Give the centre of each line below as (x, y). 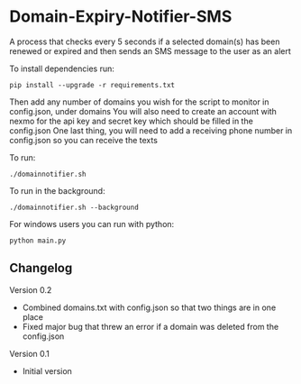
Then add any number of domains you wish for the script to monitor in (139, 102)
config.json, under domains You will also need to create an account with (143, 111)
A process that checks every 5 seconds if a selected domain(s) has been (145, 41)
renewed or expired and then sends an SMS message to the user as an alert (150, 50)
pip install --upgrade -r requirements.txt (92, 85)
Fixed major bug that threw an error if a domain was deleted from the (150, 326)
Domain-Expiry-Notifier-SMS (121, 17)
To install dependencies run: (62, 69)
